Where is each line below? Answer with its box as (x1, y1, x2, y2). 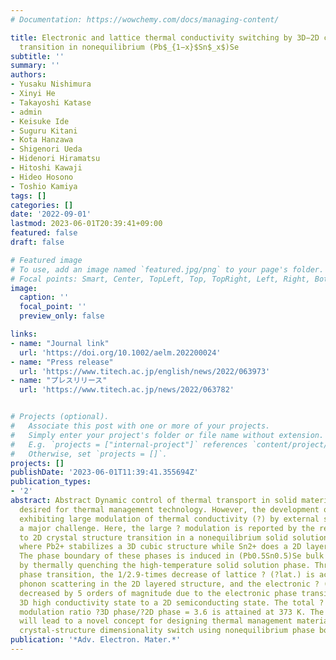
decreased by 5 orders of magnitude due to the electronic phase (19, 588, 298, 598)
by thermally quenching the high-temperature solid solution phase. (19, 561, 311, 571)
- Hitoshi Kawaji (10, 163, 83, 173)
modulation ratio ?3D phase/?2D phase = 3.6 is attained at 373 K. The (19, 607, 325, 617)
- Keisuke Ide (10, 116, 70, 126)
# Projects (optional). (10, 412, 110, 422)
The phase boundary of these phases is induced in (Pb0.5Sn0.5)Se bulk (19, 551, 325, 561)
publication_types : (10, 477, 92, 487)
